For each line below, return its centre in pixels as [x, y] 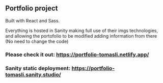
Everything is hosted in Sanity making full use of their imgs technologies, [81, 31]
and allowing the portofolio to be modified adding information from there [81, 36]
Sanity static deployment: [38, 68]
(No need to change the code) [37, 41]
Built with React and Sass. [33, 20]
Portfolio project [32, 8]
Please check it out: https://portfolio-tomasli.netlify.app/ [77, 54]
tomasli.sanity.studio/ [33, 74]
